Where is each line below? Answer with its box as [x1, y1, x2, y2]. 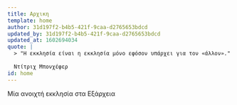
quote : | [7, 43, 33, 50]
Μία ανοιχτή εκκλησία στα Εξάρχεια [7, 89, 115, 98]
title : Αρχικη [7, 10, 50, 18]
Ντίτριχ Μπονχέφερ [14, 63, 69, 70]
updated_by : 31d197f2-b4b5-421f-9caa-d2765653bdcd [7, 30, 161, 38]
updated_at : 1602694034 [7, 37, 78, 44]
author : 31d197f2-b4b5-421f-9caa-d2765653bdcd [7, 23, 148, 31]
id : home [7, 70, 33, 77]
